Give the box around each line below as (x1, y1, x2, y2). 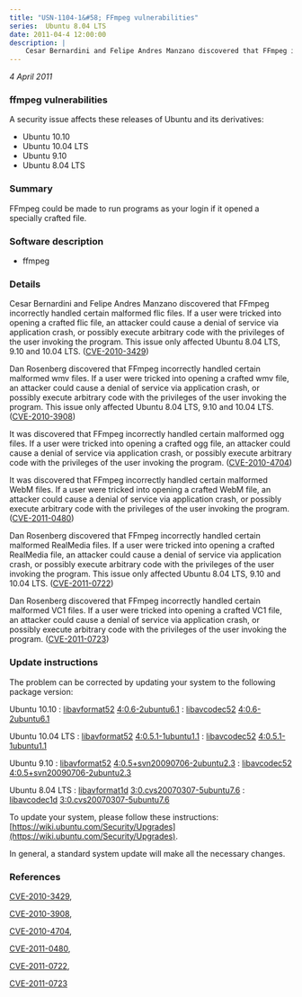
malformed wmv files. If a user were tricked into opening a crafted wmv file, (9, 373, 289, 384)
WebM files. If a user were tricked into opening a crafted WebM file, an (9, 485, 271, 495)
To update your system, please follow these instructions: (9, 811, 218, 823)
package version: (9, 686, 74, 697)
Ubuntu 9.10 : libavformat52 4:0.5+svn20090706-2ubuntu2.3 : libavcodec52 (9, 757, 292, 769)
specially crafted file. (9, 212, 87, 223)
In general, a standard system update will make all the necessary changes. (9, 848, 286, 859)
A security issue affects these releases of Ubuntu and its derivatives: (9, 114, 264, 125)
